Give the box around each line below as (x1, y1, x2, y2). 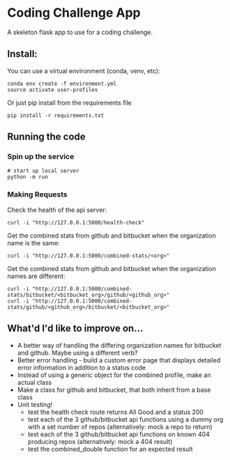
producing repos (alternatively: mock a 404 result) (27, 437, 173, 445)
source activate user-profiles (7, 86, 98, 93)
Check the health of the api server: (7, 206, 107, 214)
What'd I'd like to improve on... (7, 323, 144, 335)
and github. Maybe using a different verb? (17, 348, 138, 357)
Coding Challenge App (7, 5, 141, 21)
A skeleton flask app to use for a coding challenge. (7, 28, 153, 36)
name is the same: (7, 238, 60, 247)
